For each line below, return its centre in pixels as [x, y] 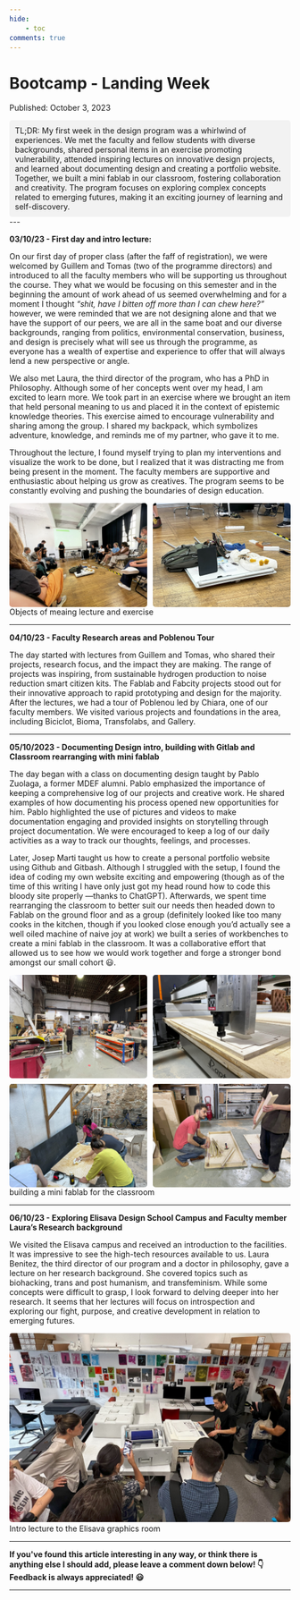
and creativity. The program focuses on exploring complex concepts [141, 188]
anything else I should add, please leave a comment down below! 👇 [137, 1564]
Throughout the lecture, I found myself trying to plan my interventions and [145, 453]
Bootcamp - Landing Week [110, 83]
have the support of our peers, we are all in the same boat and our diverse [146, 323]
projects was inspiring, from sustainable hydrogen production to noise [138, 673]
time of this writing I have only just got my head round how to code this [140, 886]
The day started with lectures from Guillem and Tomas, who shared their [142, 655]
